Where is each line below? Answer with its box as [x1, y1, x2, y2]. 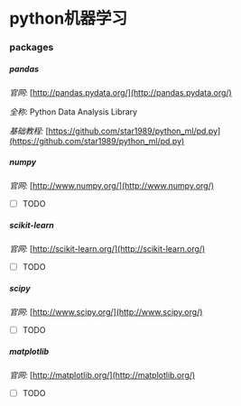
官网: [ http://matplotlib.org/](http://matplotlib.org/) [9, 370, 196, 381]
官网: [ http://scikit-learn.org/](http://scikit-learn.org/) [9, 244, 206, 254]
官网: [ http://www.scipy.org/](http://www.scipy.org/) [9, 307, 203, 318]
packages [9, 42, 54, 54]
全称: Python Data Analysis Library [9, 106, 138, 117]
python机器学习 [9, 8, 128, 29]
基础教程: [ [9, 125, 50, 136]
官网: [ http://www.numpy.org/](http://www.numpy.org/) [9, 180, 215, 191]
